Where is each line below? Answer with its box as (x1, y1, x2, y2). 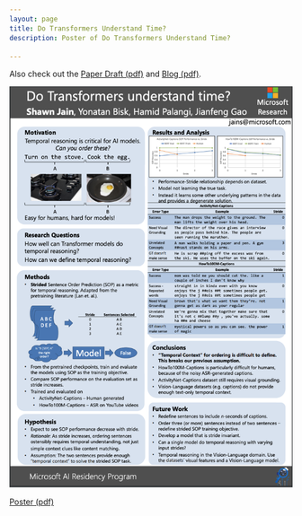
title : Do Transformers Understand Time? (9, 23, 167, 33)
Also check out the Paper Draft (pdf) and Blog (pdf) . (9, 68, 202, 80)
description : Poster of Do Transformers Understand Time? (9, 33, 231, 42)
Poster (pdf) (9, 496, 55, 507)
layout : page (9, 14, 58, 23)
